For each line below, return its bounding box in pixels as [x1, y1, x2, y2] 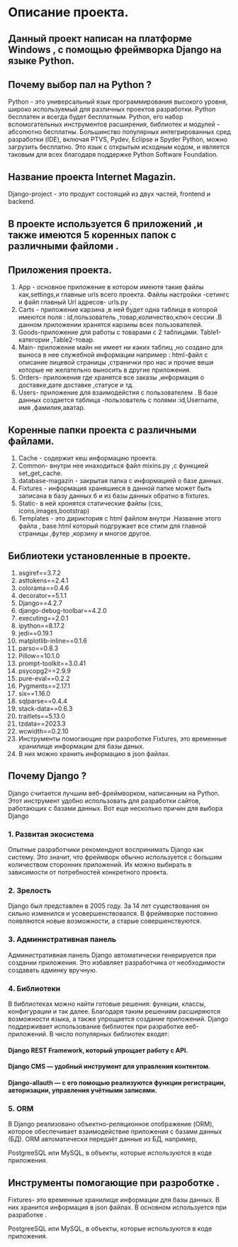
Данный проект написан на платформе [8, 33, 193, 45]
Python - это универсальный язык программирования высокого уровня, [8, 97, 228, 106]
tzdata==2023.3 [18, 719, 66, 728]
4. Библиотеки [8, 983, 61, 993]
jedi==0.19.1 [18, 629, 52, 638]
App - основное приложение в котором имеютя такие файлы [18, 283, 204, 292]
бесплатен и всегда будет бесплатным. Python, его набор [8, 113, 183, 121]
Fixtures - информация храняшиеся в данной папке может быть [18, 484, 212, 493]
